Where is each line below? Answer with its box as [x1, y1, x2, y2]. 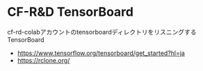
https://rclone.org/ [17, 56, 70, 64]
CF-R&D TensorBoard [7, 4, 134, 20]
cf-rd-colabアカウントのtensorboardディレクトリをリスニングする [7, 28, 197, 36]
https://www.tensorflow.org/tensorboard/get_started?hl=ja [17, 49, 186, 57]
